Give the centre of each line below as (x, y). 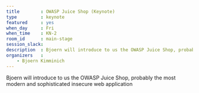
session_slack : (25, 45)
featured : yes (30, 22)
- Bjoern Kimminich (41, 61)
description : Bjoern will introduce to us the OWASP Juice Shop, (91, 50)
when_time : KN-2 (32, 34)
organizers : (25, 55)
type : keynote (36, 17)
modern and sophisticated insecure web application (70, 84)
